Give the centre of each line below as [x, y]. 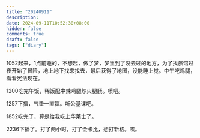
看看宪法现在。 [25, 78]
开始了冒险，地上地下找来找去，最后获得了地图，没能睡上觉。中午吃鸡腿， [103, 70]
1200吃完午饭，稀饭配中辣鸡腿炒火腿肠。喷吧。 [65, 91]
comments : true [25, 34]
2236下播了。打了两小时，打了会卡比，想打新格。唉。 [73, 129]
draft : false [23, 40]
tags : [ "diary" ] [26, 46]
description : [23, 17]
